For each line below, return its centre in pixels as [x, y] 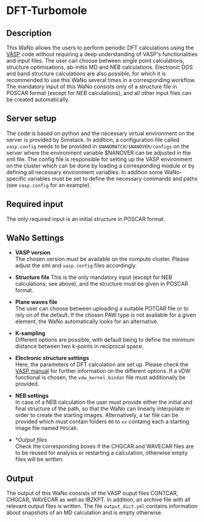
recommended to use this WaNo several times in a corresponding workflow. [101, 80]
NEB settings [32, 396]
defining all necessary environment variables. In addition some [85, 172]
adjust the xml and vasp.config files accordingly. [76, 266]
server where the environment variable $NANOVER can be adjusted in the [99, 152]
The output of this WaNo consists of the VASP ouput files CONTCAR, [92, 493]
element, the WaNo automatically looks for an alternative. [87, 322]
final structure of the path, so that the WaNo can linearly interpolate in [102, 409]
